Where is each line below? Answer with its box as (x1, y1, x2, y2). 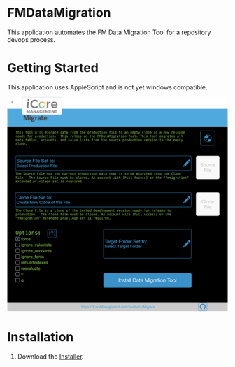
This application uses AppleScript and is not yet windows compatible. (7, 82, 208, 92)
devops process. (7, 35, 56, 43)
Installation (7, 329, 74, 345)
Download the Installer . (17, 352, 84, 361)
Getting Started (7, 60, 99, 76)
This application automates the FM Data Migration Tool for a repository (7, 28, 211, 36)
